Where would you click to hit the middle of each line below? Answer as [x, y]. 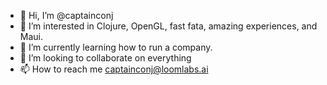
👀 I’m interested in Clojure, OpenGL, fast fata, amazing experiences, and [168, 26]
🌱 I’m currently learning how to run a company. [116, 47]
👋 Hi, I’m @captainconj [66, 15]
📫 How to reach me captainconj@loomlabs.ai [114, 69]
